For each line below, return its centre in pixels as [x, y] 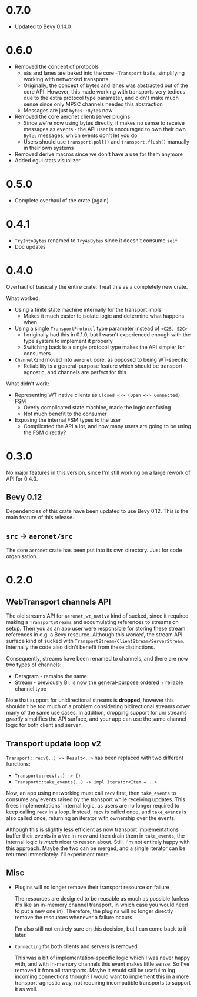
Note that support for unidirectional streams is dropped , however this [90, 700]
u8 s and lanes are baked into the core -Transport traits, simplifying [104, 73]
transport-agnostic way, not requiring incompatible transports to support [103, 982]
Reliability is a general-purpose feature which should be [91, 366]
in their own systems [49, 148]
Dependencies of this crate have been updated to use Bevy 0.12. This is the [97, 511]
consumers [37, 353]
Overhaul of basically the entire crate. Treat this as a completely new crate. [97, 286]
